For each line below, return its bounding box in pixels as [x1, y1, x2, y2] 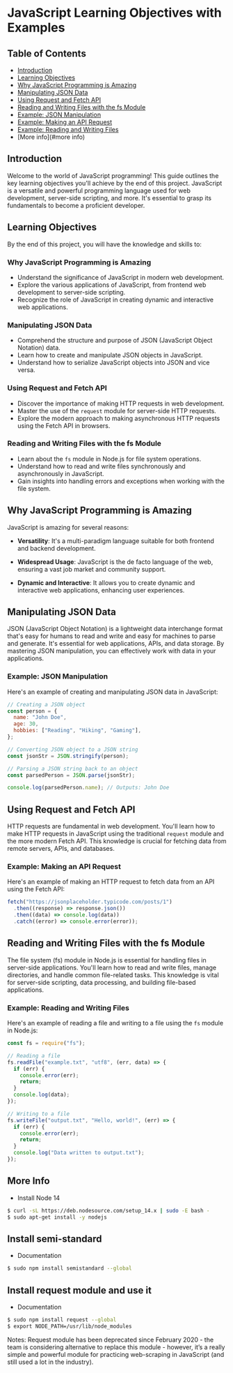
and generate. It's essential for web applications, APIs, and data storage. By [7, 639, 225, 648]
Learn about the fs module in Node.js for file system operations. [17, 454, 202, 463]
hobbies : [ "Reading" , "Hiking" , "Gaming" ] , [13, 727, 141, 734]
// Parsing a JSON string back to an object [7, 765, 138, 772]
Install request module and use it [7, 1284, 152, 1296]
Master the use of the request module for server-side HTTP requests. [17, 406, 217, 415]
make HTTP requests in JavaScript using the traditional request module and [7, 829, 225, 838]
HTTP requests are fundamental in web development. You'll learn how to [7, 822, 216, 831]
